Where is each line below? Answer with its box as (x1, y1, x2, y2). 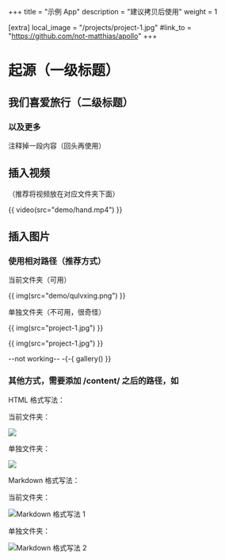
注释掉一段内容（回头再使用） (8, 141, 105, 150)
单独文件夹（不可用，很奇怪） (8, 307, 105, 317)
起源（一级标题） (8, 62, 120, 79)
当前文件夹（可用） (8, 275, 71, 284)
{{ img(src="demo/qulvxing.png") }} (8, 291, 126, 300)
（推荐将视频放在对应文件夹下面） (8, 189, 120, 199)
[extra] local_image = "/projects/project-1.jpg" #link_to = (8, 23, 192, 32)
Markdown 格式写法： (8, 475, 80, 485)
